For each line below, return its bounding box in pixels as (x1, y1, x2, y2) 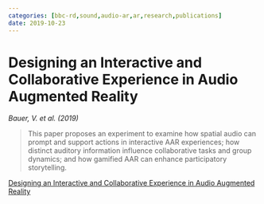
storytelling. (27, 163, 68, 172)
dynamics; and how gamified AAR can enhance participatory (27, 155, 227, 164)
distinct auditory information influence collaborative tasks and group (27, 146, 252, 155)
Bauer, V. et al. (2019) (8, 113, 80, 124)
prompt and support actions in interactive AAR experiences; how (27, 137, 240, 147)
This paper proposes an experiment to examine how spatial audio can (27, 129, 257, 139)
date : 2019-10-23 (8, 19, 66, 27)
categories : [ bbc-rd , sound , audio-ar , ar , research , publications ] (8, 11, 223, 20)
